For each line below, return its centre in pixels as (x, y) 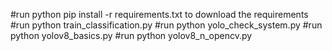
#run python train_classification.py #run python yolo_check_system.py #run (166, 25)
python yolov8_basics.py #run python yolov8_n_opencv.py (131, 35)
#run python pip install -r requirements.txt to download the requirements (159, 14)
